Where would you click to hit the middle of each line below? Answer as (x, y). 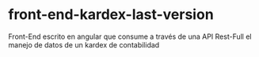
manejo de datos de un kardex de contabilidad (84, 44)
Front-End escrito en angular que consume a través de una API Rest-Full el (130, 36)
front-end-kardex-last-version (111, 15)
